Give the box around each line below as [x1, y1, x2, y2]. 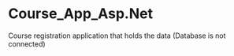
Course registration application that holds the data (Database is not [8, 31, 226, 40]
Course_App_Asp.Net [8, 5, 154, 23]
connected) [8, 39, 46, 48]
